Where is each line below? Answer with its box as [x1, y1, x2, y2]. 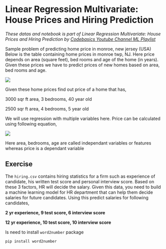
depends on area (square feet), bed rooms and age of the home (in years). [5, 56, 158, 62]
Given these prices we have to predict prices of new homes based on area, [5, 62, 160, 68]
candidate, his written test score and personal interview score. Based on [5, 178, 154, 184]
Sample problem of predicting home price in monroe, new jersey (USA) [5, 46, 151, 52]
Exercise [5, 160, 33, 169]
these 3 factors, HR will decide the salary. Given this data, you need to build [5, 184, 161, 190]
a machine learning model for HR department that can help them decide [5, 189, 153, 195]
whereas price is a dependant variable [5, 145, 84, 151]
